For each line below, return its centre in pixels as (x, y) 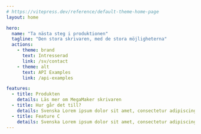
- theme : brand (36, 50)
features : (19, 89)
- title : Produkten (36, 94)
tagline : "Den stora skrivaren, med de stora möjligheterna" (89, 39)
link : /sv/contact (45, 61)
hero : (13, 28)
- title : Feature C (36, 116)
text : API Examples (46, 72)
